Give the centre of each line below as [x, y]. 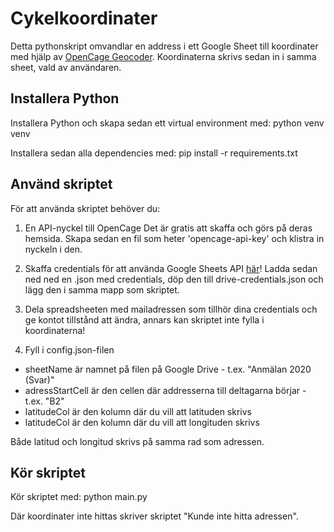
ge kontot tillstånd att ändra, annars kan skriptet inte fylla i [144, 319]
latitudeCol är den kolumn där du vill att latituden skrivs [138, 411]
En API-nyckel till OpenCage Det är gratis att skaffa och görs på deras [168, 228]
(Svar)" [39, 379]
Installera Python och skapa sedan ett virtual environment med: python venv [167, 123]
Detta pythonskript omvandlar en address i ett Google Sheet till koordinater [164, 46]
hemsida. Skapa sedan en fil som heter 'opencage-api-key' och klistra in [174, 238]
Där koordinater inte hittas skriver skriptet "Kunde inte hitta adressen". [154, 516]
